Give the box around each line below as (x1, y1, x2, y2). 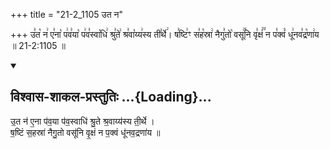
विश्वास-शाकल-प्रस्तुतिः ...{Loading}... (10, 89, 212, 106)
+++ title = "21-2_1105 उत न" (10, 9, 124, 20)
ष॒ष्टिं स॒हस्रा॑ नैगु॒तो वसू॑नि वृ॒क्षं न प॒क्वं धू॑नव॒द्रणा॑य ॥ (10, 126, 161, 138)
